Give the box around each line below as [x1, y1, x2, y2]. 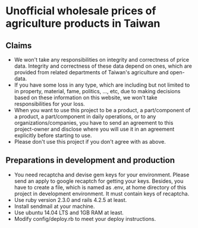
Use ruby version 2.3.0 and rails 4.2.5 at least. [14, 196, 127, 203]
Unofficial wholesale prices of [5, 4, 156, 18]
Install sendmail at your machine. [14, 202, 95, 210]
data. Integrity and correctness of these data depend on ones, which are [14, 62, 193, 69]
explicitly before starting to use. [14, 132, 92, 139]
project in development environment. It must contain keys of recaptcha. [14, 190, 190, 197]
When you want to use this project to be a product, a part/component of [14, 107, 191, 113]
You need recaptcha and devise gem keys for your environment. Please [14, 171, 190, 178]
